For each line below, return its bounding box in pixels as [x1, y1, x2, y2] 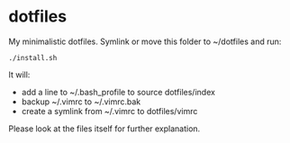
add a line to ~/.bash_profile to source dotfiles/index [21, 86, 215, 97]
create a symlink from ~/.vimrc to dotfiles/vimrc [21, 105, 198, 116]
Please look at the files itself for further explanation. [8, 123, 201, 134]
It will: [8, 69, 31, 80]
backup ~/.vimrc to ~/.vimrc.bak [21, 96, 141, 107]
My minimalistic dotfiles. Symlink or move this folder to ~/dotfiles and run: [8, 36, 282, 47]
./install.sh [8, 53, 58, 62]
